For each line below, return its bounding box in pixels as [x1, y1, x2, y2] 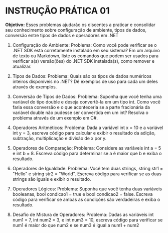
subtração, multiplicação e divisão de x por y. [12, 135, 107, 141]
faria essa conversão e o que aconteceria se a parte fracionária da [12, 104, 150, 110]
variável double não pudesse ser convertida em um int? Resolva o [12, 109, 149, 115]
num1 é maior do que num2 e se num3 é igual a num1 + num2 [12, 222, 139, 228]
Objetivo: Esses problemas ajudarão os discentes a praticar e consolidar [5, 22, 155, 28]
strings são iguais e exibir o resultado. [12, 176, 91, 182]
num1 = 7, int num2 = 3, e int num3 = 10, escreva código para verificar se [12, 216, 163, 223]
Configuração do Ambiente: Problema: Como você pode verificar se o [12, 42, 157, 48]
